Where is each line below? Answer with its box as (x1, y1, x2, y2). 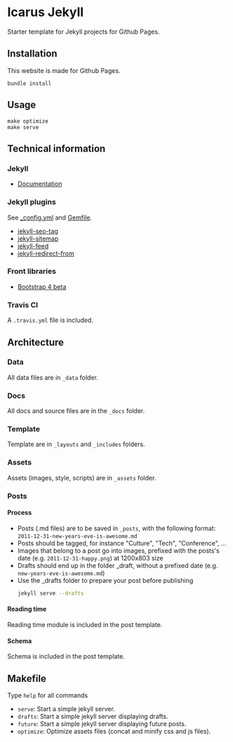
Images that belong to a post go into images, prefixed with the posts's (17, 546, 220, 555)
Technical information (7, 142, 106, 154)
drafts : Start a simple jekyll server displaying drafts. (17, 712, 168, 720)
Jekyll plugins (7, 197, 56, 207)
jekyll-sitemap (17, 234, 59, 243)
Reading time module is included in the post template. (7, 620, 163, 628)
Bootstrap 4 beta (17, 282, 67, 291)
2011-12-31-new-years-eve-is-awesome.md (17, 532, 138, 540)
